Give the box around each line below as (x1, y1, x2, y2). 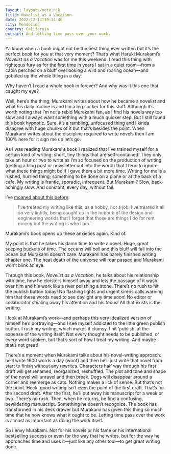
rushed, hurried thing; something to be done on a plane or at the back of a (5, 173, 161, 180)
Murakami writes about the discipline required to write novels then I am (5, 131, 155, 136)
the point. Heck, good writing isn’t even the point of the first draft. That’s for (5, 385, 164, 390)
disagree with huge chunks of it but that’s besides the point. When (5, 125, 145, 131)
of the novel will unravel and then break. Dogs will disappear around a (5, 374, 152, 380)
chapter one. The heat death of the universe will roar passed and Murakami (5, 257, 164, 263)
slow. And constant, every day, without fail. (24, 184, 115, 190)
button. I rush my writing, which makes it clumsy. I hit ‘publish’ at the (5, 326, 149, 331)
